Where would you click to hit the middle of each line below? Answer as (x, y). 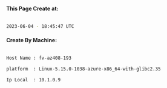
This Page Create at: (32, 8)
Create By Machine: (32, 40)
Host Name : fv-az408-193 (39, 58)
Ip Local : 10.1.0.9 (34, 80)
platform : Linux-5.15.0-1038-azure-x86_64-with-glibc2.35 (84, 69)
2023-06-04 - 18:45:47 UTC (40, 27)
